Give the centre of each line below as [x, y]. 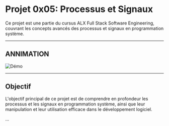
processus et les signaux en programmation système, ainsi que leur [75, 104]
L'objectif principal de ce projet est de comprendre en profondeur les [77, 98]
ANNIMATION [27, 54]
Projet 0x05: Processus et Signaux [79, 9]
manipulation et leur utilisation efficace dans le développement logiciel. [79, 109]
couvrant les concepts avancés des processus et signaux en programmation [84, 28]
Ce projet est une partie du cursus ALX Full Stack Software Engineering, [80, 23]
